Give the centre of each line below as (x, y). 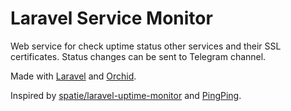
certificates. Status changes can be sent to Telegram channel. (138, 56)
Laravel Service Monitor (111, 18)
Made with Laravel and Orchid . (73, 76)
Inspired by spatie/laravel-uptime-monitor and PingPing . (126, 95)
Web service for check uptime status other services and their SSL (146, 46)
